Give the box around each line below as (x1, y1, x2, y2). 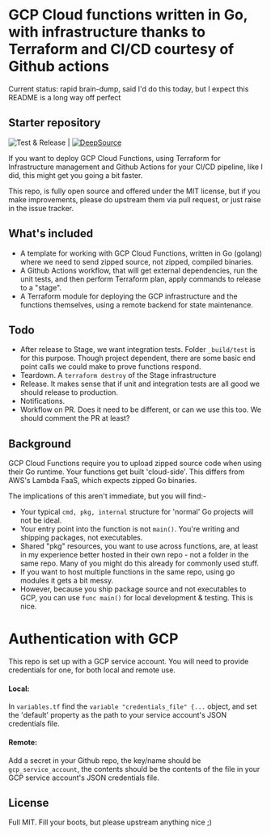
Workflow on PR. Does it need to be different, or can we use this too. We (19, 405, 261, 414)
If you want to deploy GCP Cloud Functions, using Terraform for (8, 153, 221, 163)
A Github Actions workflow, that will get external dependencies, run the (19, 265, 258, 275)
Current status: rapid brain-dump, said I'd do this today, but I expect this (8, 83, 249, 94)
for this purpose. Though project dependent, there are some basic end (19, 354, 256, 363)
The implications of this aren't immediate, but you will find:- (8, 491, 207, 501)
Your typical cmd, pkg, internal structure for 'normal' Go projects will (19, 507, 254, 517)
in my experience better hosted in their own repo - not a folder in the (19, 550, 249, 560)
